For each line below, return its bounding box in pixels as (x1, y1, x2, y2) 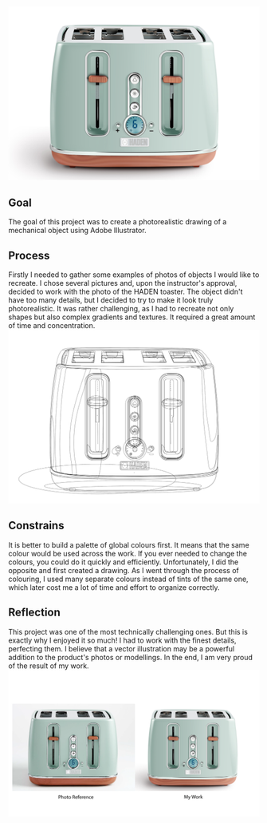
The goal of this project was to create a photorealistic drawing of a (8, 217, 227, 227)
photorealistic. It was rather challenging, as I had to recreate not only (8, 304, 234, 314)
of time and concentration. (8, 321, 96, 330)
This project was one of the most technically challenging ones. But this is (8, 627, 249, 636)
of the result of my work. (8, 661, 89, 671)
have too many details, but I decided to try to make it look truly (8, 295, 214, 305)
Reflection (8, 606, 61, 619)
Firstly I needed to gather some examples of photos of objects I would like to (8, 270, 260, 279)
